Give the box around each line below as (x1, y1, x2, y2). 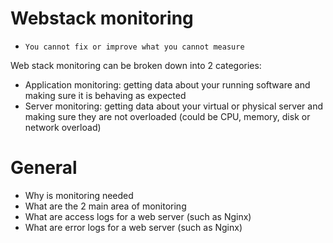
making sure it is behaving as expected (24, 89, 187, 101)
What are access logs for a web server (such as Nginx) (24, 210, 252, 222)
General (10, 157, 78, 179)
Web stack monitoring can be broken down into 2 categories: (10, 59, 262, 71)
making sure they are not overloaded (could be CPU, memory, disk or (24, 110, 311, 122)
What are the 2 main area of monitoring (24, 200, 187, 212)
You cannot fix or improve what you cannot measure (24, 42, 245, 52)
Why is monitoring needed (24, 189, 134, 201)
